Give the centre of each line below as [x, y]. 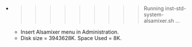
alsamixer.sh [159, 21]
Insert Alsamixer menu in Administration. [69, 32]
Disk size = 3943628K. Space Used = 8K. [71, 38]
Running [154, 8]
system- [153, 15]
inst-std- [176, 8]
